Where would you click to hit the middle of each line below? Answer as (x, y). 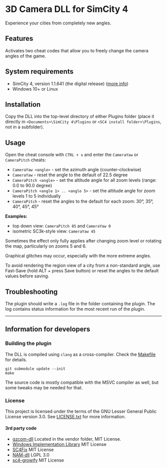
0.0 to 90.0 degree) (32, 186)
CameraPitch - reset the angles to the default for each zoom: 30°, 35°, (83, 201)
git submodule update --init (35, 369)
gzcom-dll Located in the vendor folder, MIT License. (67, 439)
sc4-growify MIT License (38, 460)
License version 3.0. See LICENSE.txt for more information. (65, 416)
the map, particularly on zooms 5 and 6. (46, 246)
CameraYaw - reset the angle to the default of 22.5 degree (70, 175)
